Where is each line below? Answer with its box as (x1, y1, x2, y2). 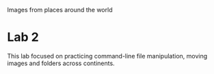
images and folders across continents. (7, 59, 115, 67)
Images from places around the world (7, 6, 113, 14)
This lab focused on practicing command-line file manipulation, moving (7, 52, 208, 60)
